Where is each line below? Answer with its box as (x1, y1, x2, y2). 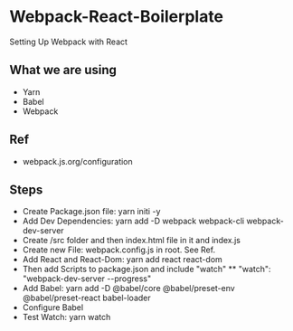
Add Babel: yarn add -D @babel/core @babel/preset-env (22, 283, 235, 294)
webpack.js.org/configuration (22, 156, 133, 166)
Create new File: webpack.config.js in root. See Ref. (22, 244, 215, 255)
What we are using (9, 62, 118, 78)
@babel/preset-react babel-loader (22, 292, 151, 304)
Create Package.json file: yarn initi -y (22, 206, 161, 217)
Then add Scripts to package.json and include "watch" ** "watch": (22, 264, 271, 275)
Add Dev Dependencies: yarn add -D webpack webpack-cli (22, 215, 245, 227)
